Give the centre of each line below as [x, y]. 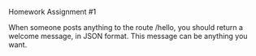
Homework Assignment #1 [52, 12]
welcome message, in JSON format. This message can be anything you [128, 36]
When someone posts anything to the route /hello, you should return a [126, 27]
